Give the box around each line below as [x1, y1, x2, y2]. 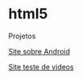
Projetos [8, 31, 36, 41]
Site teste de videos [8, 61, 74, 72]
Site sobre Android [8, 46, 71, 56]
